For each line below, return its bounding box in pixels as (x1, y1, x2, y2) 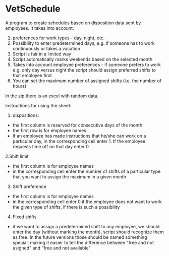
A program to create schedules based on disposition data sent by (5, 20, 141, 26)
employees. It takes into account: (5, 25, 74, 31)
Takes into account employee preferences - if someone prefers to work (12, 61, 161, 68)
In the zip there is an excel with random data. (5, 93, 99, 99)
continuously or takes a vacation (12, 45, 81, 51)
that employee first (12, 72, 52, 78)
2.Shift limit (5, 153, 29, 159)
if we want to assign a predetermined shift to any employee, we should (12, 223, 160, 229)
